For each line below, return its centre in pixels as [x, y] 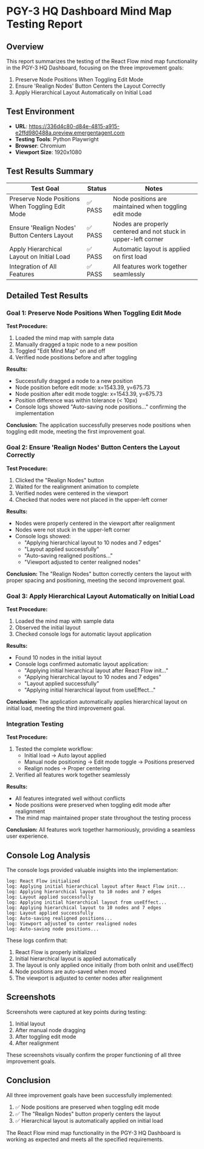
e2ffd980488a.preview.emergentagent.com [70, 133]
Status [97, 188]
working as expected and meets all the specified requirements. [85, 1139]
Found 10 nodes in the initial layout [58, 657]
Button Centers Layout [41, 235]
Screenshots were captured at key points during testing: [76, 1011]
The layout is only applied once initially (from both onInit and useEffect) [104, 965]
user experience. [27, 836]
